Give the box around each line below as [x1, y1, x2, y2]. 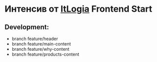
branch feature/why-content [11, 46, 70, 52]
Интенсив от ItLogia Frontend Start [4, 3, 153, 15]
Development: [4, 23, 49, 31]
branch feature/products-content [11, 51, 79, 57]
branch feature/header [11, 36, 58, 41]
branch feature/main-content [11, 41, 71, 47]
